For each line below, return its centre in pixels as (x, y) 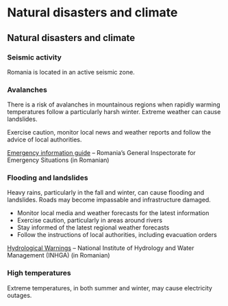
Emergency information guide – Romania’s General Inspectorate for (102, 153)
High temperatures (39, 273)
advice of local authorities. (45, 140)
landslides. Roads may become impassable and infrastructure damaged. (109, 200)
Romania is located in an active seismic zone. (71, 72)
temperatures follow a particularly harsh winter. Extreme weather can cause (114, 112)
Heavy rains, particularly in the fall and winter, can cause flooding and (106, 193)
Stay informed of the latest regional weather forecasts (93, 227)
